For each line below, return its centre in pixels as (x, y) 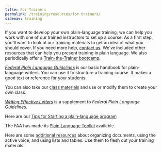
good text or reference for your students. (46, 78)
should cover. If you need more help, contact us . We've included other (75, 48)
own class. (16, 92)
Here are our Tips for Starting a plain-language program (61, 117)
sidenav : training (24, 18)
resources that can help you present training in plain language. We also (76, 53)
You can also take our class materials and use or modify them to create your (81, 87)
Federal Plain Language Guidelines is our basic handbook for (66, 68)
